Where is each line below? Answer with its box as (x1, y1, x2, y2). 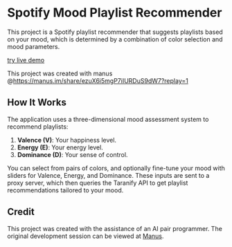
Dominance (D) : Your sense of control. (17, 150, 128, 158)
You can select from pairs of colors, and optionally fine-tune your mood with (7, 164, 225, 172)
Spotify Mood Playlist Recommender (7, 5, 222, 21)
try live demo (7, 55, 45, 64)
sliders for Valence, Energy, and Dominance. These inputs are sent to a (7, 171, 210, 179)
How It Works (7, 97, 67, 109)
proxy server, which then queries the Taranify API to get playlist (7, 179, 188, 187)
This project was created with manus (7, 69, 113, 77)
